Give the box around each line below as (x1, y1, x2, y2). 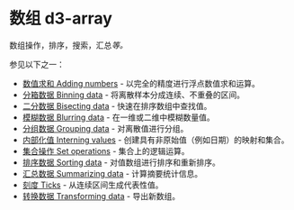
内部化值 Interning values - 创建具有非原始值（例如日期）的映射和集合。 (22, 134, 290, 145)
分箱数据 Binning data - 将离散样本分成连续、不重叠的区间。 (22, 89, 245, 100)
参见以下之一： (9, 59, 65, 69)
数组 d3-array (9, 8, 112, 29)
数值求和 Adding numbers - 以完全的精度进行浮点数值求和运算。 (22, 78, 261, 88)
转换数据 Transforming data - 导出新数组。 (22, 190, 181, 201)
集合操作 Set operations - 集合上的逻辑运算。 (22, 145, 191, 156)
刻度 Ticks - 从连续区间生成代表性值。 (22, 179, 164, 190)
